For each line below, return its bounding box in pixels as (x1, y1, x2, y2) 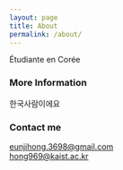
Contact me (9, 121, 62, 133)
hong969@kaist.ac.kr (9, 150, 89, 161)
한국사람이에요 (9, 98, 61, 108)
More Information (9, 77, 87, 89)
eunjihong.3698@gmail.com (9, 140, 114, 152)
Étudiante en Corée (9, 55, 81, 65)
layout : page (9, 13, 58, 22)
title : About (9, 21, 58, 30)
